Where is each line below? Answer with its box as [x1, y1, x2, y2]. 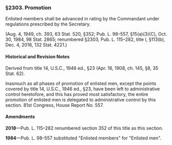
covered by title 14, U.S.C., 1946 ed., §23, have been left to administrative [5, 86, 160, 92]
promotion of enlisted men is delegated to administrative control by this [5, 96, 156, 103]
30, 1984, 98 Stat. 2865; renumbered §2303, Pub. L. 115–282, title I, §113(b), [5, 36, 165, 42]
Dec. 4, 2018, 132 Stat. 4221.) [5, 42, 67, 48]
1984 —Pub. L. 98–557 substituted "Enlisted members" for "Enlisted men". [5, 135, 162, 141]
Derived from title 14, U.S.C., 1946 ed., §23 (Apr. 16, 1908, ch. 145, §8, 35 [5, 65, 159, 71]
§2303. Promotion [5, 4, 51, 11]
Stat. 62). [5, 70, 25, 77]
